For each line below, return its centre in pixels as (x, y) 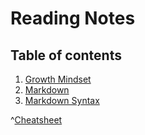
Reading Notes (73, 18)
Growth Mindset (58, 79)
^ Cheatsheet (36, 120)
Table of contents (66, 55)
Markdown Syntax (62, 100)
